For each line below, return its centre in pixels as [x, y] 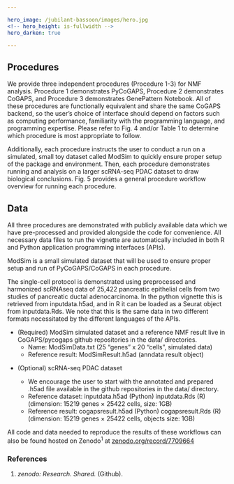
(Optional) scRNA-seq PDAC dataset [70, 368]
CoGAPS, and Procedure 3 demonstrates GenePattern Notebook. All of [109, 99]
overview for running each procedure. [62, 186]
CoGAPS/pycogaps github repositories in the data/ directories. [107, 340]
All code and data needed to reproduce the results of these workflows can [114, 432]
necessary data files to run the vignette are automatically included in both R [116, 240]
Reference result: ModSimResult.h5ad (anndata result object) [116, 354]
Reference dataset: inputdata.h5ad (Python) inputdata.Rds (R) [117, 396]
